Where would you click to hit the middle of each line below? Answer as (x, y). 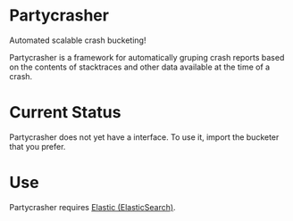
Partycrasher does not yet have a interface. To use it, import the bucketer (144, 137)
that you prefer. (38, 146)
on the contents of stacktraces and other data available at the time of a (140, 67)
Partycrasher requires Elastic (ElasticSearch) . (92, 207)
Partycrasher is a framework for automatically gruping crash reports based (147, 57)
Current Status (65, 113)
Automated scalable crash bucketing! (78, 40)
